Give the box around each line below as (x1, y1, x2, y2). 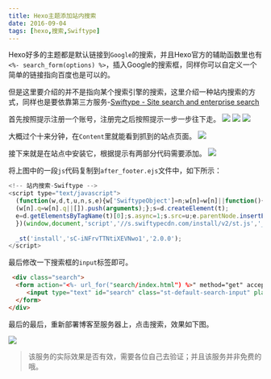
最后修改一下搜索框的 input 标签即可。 (8, 257, 133, 267)
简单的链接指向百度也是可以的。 (8, 70, 115, 80)
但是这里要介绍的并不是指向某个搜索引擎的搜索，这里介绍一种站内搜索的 (8, 87, 248, 97)
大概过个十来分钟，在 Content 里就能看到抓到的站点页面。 (8, 131, 197, 141)
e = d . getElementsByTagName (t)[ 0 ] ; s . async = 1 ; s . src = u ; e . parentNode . (15, 211, 240, 220)
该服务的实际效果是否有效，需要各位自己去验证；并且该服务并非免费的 (27, 352, 262, 361)
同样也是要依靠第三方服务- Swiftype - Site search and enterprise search (22, 98, 260, 107)
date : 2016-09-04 (8, 19, 67, 27)
